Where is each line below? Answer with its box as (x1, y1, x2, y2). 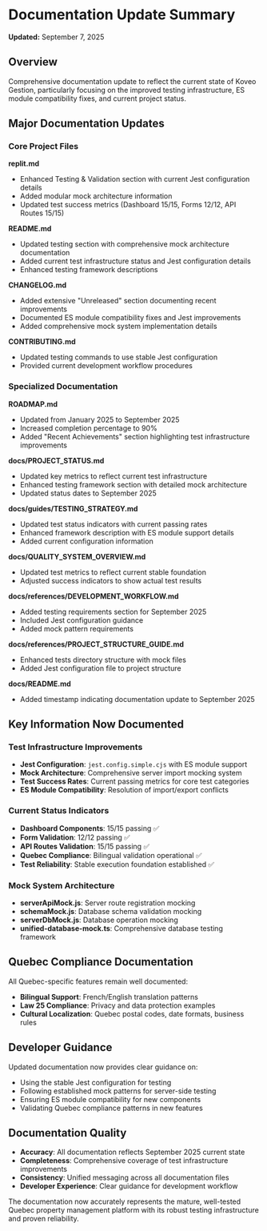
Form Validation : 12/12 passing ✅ (19, 832, 130, 842)
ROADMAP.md (8, 399, 58, 409)
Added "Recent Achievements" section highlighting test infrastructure (19, 431, 250, 441)
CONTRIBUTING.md (8, 337, 76, 347)
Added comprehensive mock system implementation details (19, 322, 217, 331)
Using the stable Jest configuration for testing (19, 1077, 172, 1087)
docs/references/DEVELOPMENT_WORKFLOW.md (8, 591, 179, 601)
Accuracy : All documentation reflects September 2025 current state (19, 1147, 245, 1157)
